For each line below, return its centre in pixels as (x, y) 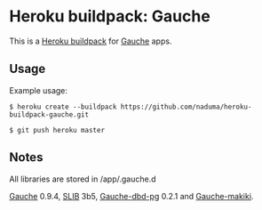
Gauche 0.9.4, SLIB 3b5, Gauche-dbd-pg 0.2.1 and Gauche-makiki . (131, 196)
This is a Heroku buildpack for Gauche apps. (91, 41)
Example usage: (39, 90)
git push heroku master (61, 130)
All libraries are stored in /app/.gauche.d (83, 179)
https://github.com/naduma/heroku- (186, 107)
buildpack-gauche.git (49, 114)
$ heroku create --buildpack (63, 107)
